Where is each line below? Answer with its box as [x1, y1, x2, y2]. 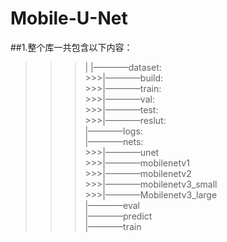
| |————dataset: [84, 61, 162, 73]
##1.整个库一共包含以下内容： [10, 41, 133, 53]
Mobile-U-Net [10, 7, 128, 30]
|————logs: [84, 125, 143, 137]
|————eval [84, 199, 140, 211]
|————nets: [84, 135, 144, 147]
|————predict [84, 210, 153, 222]
